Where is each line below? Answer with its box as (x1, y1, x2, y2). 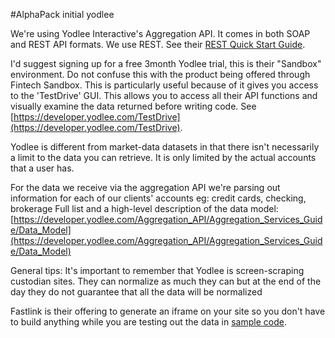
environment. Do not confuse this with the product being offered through (10, 69, 311, 80)
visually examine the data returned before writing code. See (10, 100, 257, 112)
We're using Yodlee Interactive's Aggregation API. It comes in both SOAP (10, 28, 311, 39)
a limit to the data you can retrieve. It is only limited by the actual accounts (10, 152, 317, 163)
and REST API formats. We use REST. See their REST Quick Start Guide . (10, 39, 306, 50)
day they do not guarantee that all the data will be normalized (10, 286, 263, 298)
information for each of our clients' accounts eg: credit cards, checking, (10, 192, 307, 204)
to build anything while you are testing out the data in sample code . (10, 316, 287, 328)
